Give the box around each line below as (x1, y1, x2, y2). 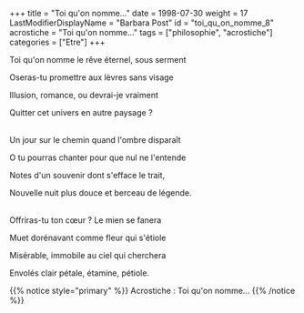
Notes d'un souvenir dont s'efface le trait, (9, 170, 166, 180)
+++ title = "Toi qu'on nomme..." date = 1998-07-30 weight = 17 (9, 8, 248, 18)
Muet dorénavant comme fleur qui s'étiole (9, 232, 167, 243)
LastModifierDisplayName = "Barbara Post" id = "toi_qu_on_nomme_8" (9, 17, 275, 28)
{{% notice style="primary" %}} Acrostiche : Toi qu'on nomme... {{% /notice (9, 286, 296, 296)
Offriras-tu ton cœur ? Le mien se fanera (9, 215, 162, 226)
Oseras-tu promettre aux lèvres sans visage (9, 72, 175, 83)
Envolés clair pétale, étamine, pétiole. (9, 268, 150, 278)
